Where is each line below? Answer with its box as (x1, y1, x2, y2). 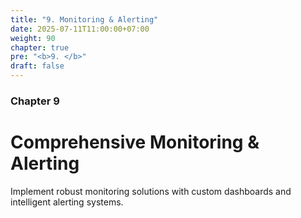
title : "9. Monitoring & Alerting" (10, 14, 159, 25)
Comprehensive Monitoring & (10, 131, 260, 154)
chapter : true (10, 42, 70, 53)
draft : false (10, 61, 65, 71)
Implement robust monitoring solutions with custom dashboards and (10, 185, 292, 197)
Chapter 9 (10, 94, 60, 108)
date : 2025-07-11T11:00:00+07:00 (10, 24, 150, 34)
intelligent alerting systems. (10, 196, 124, 208)
